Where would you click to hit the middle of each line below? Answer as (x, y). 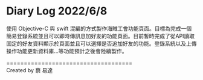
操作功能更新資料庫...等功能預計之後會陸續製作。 (67, 51)
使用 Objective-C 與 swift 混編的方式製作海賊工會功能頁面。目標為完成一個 (99, 28)
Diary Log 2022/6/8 (57, 11)
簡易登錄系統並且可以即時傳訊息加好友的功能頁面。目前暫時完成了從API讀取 (101, 36)
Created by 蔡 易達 (30, 70)
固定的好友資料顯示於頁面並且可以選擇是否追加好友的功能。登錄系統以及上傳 (101, 43)
